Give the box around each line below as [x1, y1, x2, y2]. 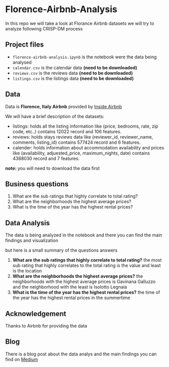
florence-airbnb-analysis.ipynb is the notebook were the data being [12, 54, 157, 60]
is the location [12, 268, 42, 274]
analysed [12, 59, 32, 65]
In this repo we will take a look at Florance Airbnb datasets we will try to [5, 20, 154, 26]
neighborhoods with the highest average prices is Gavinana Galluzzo [12, 278, 156, 284]
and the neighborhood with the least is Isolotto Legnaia [12, 284, 127, 290]
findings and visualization [5, 237, 59, 243]
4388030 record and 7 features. [12, 155, 80, 161]
